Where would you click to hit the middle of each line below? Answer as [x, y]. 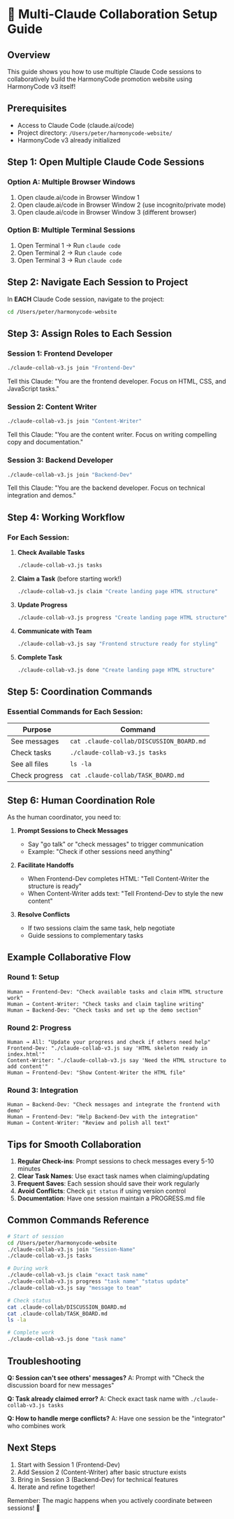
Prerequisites [37, 109]
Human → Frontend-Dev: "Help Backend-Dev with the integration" [103, 1117]
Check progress [37, 776]
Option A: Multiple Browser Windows [71, 182]
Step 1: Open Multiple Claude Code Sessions [106, 162]
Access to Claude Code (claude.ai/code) [76, 125]
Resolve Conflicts [44, 914]
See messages [35, 741]
